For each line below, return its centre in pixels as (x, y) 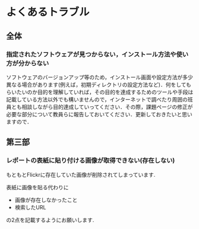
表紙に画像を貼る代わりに (37, 187)
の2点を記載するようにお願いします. (50, 220)
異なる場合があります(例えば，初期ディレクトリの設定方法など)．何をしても (99, 84)
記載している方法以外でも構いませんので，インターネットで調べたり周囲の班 (99, 99)
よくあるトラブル (48, 12)
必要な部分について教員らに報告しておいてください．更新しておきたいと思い (99, 114)
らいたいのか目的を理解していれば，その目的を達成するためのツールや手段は (100, 92)
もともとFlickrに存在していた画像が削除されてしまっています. (81, 174)
